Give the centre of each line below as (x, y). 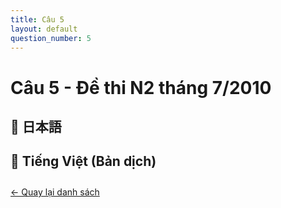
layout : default (44, 29)
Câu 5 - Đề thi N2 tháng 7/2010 (141, 87)
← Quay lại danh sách (55, 192)
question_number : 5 (51, 38)
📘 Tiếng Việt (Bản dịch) (83, 161)
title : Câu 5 (37, 19)
